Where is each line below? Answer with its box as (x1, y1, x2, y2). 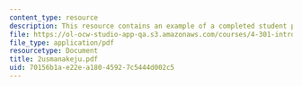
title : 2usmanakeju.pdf (9, 55, 99, 64)
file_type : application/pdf (9, 38, 115, 47)
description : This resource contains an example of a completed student (9, 21, 288, 30)
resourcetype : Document (9, 47, 99, 56)
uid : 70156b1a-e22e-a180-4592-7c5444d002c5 (9, 64, 175, 73)
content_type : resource (9, 13, 99, 22)
